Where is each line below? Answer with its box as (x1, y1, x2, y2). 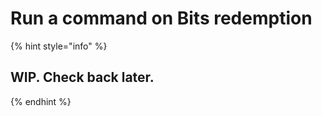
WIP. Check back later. (10, 69, 155, 86)
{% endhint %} (10, 95, 72, 107)
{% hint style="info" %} (10, 40, 108, 52)
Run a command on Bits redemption (10, 7, 313, 30)
